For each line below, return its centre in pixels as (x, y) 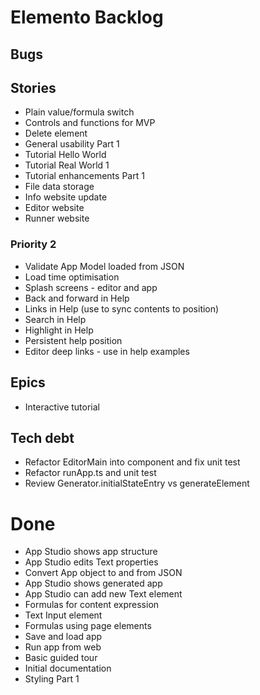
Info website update (66, 197)
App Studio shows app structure (91, 552)
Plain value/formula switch (79, 112)
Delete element (56, 133)
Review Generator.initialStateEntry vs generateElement (137, 483)
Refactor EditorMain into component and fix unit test (132, 462)
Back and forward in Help (77, 298)
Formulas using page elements (88, 626)
